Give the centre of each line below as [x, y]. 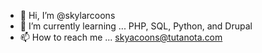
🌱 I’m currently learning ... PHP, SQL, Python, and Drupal [136, 26]
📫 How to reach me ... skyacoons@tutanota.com [121, 37]
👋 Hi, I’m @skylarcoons [67, 15]
